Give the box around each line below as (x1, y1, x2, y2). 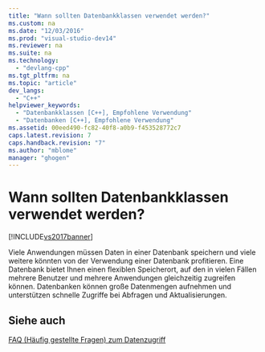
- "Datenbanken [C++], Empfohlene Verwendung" (15, 117, 174, 125)
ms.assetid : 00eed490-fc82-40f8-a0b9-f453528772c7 (8, 124, 181, 132)
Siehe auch (8, 313, 66, 327)
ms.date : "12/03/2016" (8, 27, 84, 35)
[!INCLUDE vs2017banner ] (8, 232, 94, 242)
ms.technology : (8, 57, 59, 65)
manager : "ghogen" (8, 153, 70, 162)
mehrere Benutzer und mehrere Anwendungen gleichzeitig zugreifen (8, 273, 235, 283)
